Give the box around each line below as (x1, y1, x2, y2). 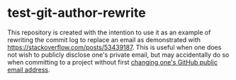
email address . (7, 65, 51, 74)
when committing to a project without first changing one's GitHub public (7, 58, 218, 66)
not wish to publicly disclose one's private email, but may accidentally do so (7, 51, 230, 59)
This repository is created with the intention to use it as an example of (7, 28, 211, 36)
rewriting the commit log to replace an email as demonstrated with (7, 35, 201, 44)
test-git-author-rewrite (7, 5, 147, 21)
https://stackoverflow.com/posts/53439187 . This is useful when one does (7, 43, 222, 51)
